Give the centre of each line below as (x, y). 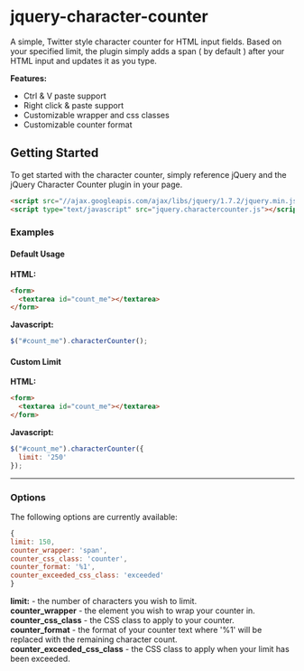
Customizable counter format (78, 125)
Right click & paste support (74, 105)
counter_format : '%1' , (53, 567)
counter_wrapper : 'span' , (59, 550)
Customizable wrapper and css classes (96, 115)
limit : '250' (43, 457)
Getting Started (55, 153)
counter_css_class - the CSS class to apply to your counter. (123, 620)
